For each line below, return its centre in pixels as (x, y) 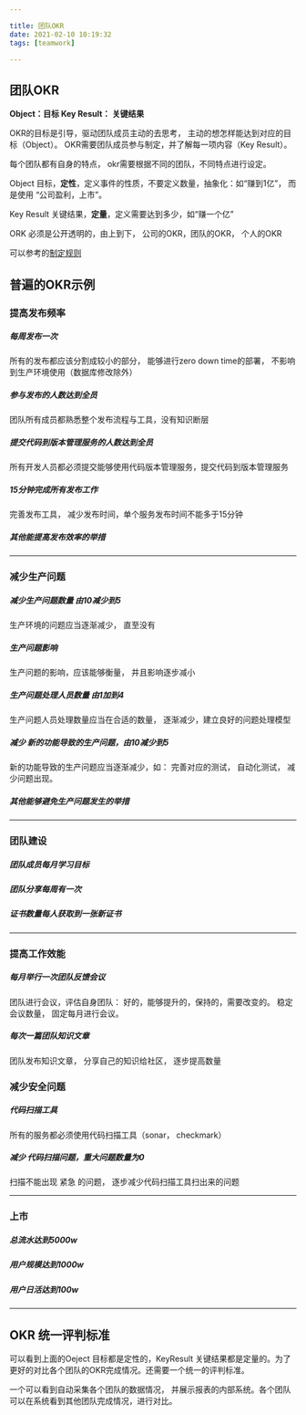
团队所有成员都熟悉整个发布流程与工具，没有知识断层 (109, 420)
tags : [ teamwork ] (42, 43)
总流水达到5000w (43, 1240)
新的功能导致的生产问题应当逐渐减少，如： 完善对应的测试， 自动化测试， (147, 767)
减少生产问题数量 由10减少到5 (65, 600)
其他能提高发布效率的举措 (57, 537)
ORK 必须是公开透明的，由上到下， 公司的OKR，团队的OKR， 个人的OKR (146, 234)
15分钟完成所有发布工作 (54, 490)
